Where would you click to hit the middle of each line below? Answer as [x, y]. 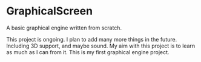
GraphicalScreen [49, 11]
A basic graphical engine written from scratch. [64, 28]
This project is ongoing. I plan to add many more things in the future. [92, 39]
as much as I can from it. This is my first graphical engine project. [88, 52]
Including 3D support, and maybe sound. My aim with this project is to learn [101, 46]
